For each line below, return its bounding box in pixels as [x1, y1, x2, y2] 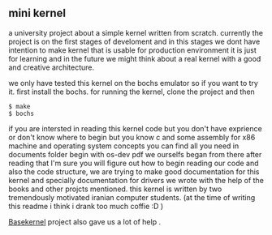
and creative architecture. [8, 62, 95, 72]
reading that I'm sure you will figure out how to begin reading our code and [8, 158, 259, 168]
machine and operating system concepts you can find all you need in [8, 141, 240, 151]
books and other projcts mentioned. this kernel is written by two [8, 184, 222, 194]
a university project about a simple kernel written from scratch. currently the [8, 28, 264, 37]
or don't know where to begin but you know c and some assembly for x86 [8, 132, 256, 142]
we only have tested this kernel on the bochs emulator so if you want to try [8, 78, 258, 88]
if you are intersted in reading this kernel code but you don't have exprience [8, 123, 262, 133]
